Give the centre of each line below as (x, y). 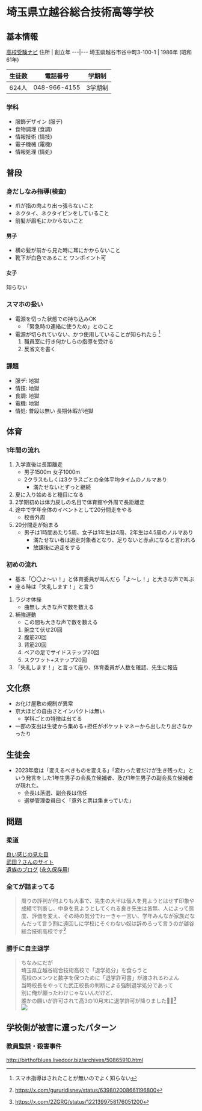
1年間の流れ (23, 450)
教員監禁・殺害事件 (34, 1046)
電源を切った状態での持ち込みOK (56, 319)
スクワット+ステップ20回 (55, 660)
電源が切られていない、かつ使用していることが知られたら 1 (87, 334)
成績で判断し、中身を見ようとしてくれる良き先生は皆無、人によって (105, 908)
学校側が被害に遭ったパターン (61, 1027)
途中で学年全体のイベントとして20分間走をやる (73, 510)
